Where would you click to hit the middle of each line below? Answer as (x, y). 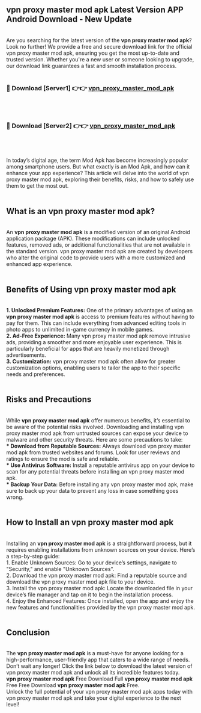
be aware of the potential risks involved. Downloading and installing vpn (95, 427)
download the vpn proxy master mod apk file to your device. (81, 582)
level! (13, 705)
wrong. (15, 497)
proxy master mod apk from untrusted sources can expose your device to (97, 433)
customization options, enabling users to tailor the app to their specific (94, 368)
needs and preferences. (36, 374)
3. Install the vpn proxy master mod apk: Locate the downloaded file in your (100, 588)
